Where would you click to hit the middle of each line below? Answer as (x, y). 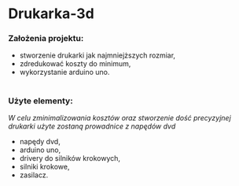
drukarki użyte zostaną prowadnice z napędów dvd (92, 126)
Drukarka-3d (51, 14)
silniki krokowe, (44, 167)
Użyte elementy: (40, 101)
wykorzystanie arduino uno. (64, 73)
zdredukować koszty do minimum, (75, 64)
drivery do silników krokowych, (70, 158)
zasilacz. (34, 175)
